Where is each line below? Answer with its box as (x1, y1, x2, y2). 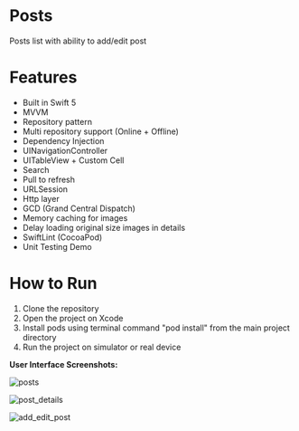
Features (9, 67, 78, 88)
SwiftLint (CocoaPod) (22, 232, 103, 243)
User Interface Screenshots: (9, 359, 118, 369)
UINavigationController (22, 145, 108, 156)
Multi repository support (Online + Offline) (22, 126, 179, 137)
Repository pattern (22, 116, 93, 127)
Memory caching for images (22, 212, 128, 223)
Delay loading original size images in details (22, 222, 186, 233)
